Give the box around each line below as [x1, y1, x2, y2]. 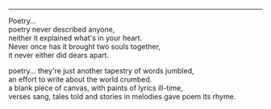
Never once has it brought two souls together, [8, 42, 161, 51]
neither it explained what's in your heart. [8, 33, 143, 43]
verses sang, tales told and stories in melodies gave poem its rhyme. [8, 92, 236, 101]
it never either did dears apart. [8, 50, 110, 60]
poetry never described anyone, [8, 25, 115, 34]
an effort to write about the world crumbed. [8, 74, 152, 84]
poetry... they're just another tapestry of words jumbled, [8, 66, 194, 75]
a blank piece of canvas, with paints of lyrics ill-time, [8, 83, 183, 93]
